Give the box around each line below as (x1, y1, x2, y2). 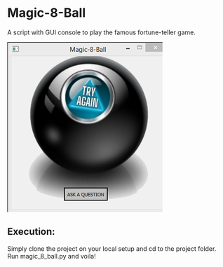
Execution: (7, 226, 55, 238)
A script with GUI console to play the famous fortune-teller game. (7, 28, 196, 36)
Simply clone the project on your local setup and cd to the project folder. (7, 244, 217, 253)
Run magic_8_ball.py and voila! (7, 252, 96, 260)
